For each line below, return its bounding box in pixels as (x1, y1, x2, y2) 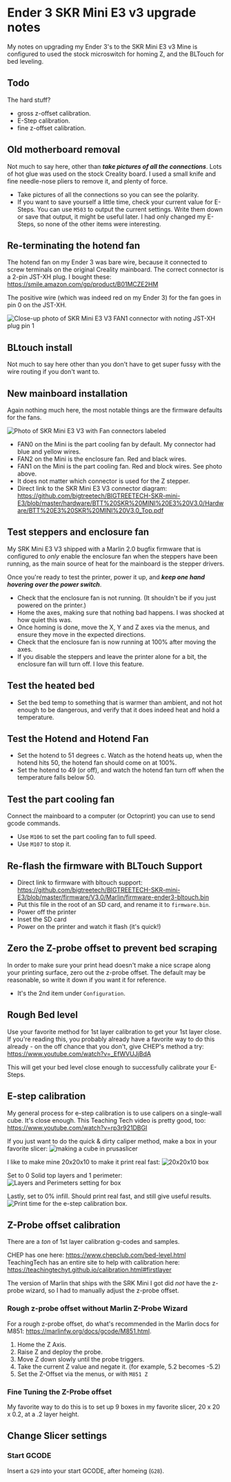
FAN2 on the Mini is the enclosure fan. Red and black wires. (17, 455, 187, 463)
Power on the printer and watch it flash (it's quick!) (17, 923, 161, 931)
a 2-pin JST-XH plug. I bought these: (7, 273, 112, 281)
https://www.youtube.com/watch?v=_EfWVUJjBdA (7, 1049, 152, 1058)
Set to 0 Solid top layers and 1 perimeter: (7, 1171, 123, 1180)
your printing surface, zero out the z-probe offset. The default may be (7, 968, 205, 977)
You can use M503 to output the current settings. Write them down (37, 205, 223, 213)
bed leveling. (7, 57, 43, 65)
